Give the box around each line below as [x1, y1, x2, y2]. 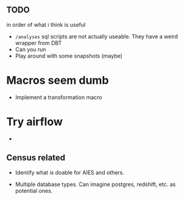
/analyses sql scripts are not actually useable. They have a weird [15, 33, 179, 40]
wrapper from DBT [15, 39, 62, 46]
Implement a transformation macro [15, 94, 102, 101]
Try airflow [6, 115, 63, 128]
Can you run [15, 46, 47, 53]
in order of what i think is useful [6, 21, 86, 28]
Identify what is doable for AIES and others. [15, 168, 125, 176]
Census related [6, 153, 66, 163]
